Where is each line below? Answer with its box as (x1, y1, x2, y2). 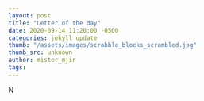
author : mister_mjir (8, 56, 77, 64)
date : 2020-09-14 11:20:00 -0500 (8, 26, 119, 34)
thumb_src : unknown (8, 49, 73, 56)
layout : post (8, 11, 52, 20)
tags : (8, 64, 26, 72)
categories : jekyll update (8, 33, 98, 42)
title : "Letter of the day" (8, 19, 102, 27)
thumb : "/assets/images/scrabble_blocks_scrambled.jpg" (8, 41, 197, 49)
